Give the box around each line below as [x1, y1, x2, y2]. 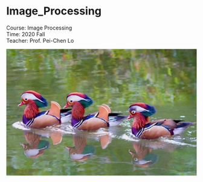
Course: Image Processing [6, 24, 72, 31]
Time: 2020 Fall [6, 30, 45, 37]
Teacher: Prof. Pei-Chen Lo [6, 37, 74, 44]
